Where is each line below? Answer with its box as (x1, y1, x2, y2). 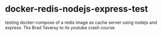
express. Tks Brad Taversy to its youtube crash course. (5, 24, 116, 30)
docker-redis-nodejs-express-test (5, 3, 148, 15)
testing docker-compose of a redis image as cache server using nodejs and (5, 19, 157, 25)
